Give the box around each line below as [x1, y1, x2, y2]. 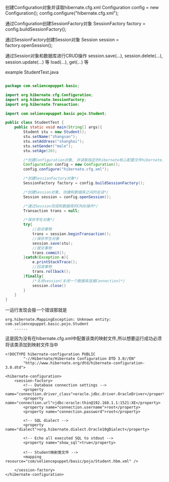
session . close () [32, 283, 66, 288]
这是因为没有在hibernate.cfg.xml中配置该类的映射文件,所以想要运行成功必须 [5, 335, 162, 342]
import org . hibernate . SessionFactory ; [5, 97, 87, 102]
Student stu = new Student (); [23, 129, 87, 135]
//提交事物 [32, 246, 52, 251]
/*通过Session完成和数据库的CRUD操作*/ [23, 204, 99, 209]
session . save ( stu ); [32, 240, 73, 246]
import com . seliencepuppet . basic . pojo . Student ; [5, 111, 107, 116]
